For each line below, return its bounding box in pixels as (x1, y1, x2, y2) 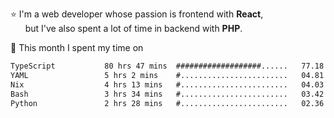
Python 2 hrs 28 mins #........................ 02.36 (10, 98, 325, 108)
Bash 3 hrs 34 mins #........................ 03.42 (10, 89, 325, 99)
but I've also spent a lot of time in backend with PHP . (24, 23, 243, 34)
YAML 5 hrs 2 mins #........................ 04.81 (10, 70, 325, 80)
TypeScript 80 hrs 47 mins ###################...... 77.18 (10, 61, 325, 71)
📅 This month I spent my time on (10, 42, 144, 53)
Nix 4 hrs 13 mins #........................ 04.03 (10, 79, 325, 90)
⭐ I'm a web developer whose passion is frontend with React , (10, 8, 264, 20)
